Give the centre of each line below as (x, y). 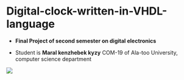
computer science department (53, 59)
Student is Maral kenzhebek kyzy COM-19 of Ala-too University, (96, 52)
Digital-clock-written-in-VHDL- (87, 11)
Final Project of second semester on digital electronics (86, 41)
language (31, 24)
